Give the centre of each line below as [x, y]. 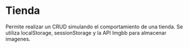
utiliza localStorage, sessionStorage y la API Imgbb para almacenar [86, 32]
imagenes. [18, 39]
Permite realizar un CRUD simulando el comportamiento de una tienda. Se [94, 27]
